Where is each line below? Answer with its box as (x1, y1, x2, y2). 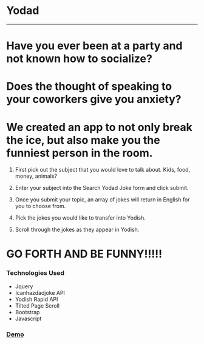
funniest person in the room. (6, 146, 153, 160)
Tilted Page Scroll (15, 302, 59, 309)
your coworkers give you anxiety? (6, 92, 182, 106)
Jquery (15, 283, 33, 290)
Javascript (15, 315, 42, 322)
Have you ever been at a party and (6, 39, 183, 53)
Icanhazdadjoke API (15, 289, 66, 296)
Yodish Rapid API (15, 295, 58, 303)
